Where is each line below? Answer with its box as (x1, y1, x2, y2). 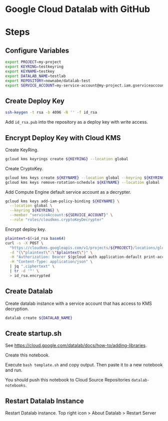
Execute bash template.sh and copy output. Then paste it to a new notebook (5, 362, 163, 368)
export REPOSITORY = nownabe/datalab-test (5, 78, 91, 83)
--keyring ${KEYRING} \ (9, 208, 59, 213)
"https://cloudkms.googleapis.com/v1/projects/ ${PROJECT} (9, 245, 133, 250)
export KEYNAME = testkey (5, 69, 55, 74)
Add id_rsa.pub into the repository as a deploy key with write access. (5, 119, 148, 125)
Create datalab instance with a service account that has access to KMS (5, 300, 152, 306)
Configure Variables (5, 46, 69, 55)
